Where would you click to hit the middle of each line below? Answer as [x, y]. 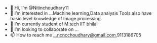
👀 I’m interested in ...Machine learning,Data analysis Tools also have [81, 13]
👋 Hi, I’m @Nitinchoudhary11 [40, 8]
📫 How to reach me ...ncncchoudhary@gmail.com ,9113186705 [76, 35]
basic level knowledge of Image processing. [56, 18]
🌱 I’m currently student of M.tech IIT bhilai [54, 24]
